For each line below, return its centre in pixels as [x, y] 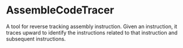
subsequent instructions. [36, 39]
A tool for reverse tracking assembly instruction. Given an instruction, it [91, 26]
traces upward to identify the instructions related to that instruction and [92, 32]
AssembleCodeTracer [60, 10]
